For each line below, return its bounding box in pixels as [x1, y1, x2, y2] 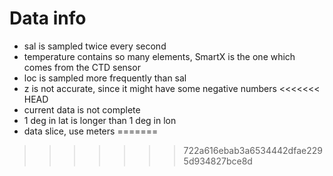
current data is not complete [23, 103, 141, 116]
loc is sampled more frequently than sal [23, 72, 187, 84]
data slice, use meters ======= [23, 125, 159, 137]
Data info [9, 7, 87, 30]
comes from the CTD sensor [23, 61, 141, 73]
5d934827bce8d [183, 155, 253, 167]
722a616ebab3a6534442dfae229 [183, 144, 323, 156]
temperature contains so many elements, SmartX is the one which [23, 50, 296, 62]
